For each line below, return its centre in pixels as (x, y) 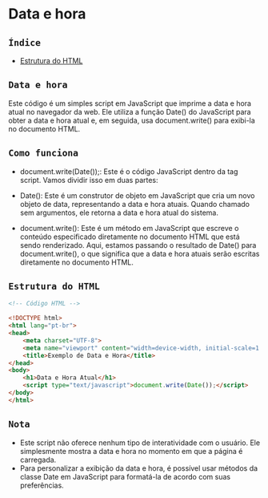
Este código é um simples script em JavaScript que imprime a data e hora (130, 103)
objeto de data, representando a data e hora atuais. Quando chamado (135, 204)
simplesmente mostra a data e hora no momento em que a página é (131, 451)
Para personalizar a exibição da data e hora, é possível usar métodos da (139, 468)
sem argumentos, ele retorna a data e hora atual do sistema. (119, 213)
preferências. (42, 485)
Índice (25, 43)
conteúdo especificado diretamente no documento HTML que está (130, 237)
